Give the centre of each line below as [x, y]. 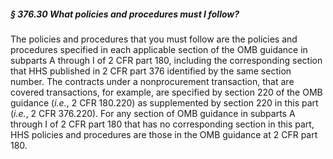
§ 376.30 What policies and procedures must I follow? [125, 14]
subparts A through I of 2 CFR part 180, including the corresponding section [166, 60]
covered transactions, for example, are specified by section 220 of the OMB [166, 92]
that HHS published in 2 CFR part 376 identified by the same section [151, 71]
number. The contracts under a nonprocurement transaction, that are [152, 81]
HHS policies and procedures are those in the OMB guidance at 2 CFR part [164, 134]
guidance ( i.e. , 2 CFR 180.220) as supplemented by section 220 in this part [164, 102]
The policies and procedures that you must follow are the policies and [154, 39]
